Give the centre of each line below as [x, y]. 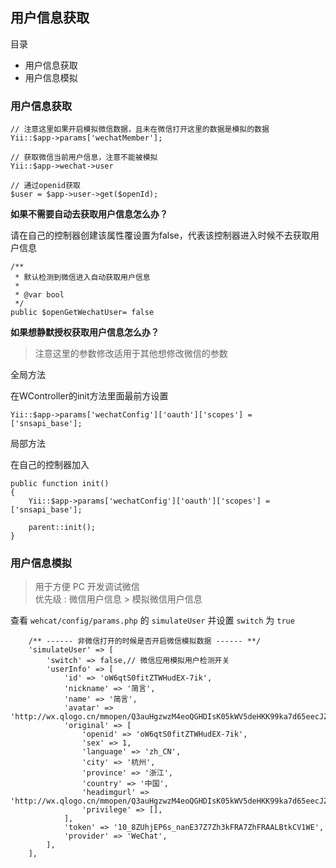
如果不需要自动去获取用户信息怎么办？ [89, 214]
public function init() [60, 484]
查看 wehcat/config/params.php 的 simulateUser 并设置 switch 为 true [152, 620]
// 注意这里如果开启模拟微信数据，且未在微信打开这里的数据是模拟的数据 [140, 129]
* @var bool [39, 295]
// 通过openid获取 [45, 186]
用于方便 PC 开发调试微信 [87, 587]
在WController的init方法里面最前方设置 [89, 396]
